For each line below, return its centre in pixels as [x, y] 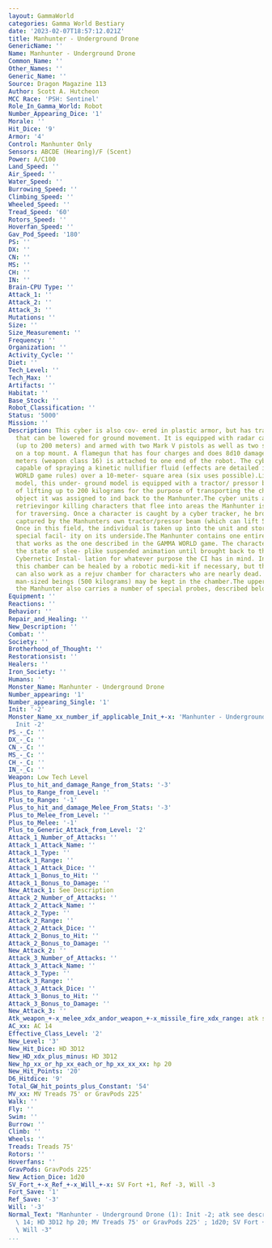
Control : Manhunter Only [50, 144]
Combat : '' [27, 634]
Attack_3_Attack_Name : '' [52, 966]
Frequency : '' [32, 340]
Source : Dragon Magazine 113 [57, 84]
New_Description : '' [43, 626]
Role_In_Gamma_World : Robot [56, 106]
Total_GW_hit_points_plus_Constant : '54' [79, 1087]
